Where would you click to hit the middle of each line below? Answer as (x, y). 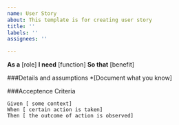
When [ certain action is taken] (55, 110)
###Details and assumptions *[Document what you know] (89, 78)
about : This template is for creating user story (80, 20)
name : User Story (32, 13)
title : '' (21, 26)
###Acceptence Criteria (41, 91)
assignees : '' (28, 39)
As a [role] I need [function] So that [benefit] (71, 65)
